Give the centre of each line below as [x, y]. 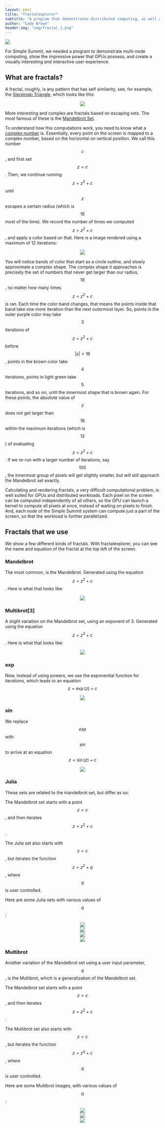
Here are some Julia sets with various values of [53, 900]
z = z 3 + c [82, 635]
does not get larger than [29, 413]
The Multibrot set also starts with [39, 1029]
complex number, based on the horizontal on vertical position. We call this [80, 138]
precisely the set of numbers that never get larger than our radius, [72, 272]
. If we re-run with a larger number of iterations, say [57, 460]
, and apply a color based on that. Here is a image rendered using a [73, 238]
